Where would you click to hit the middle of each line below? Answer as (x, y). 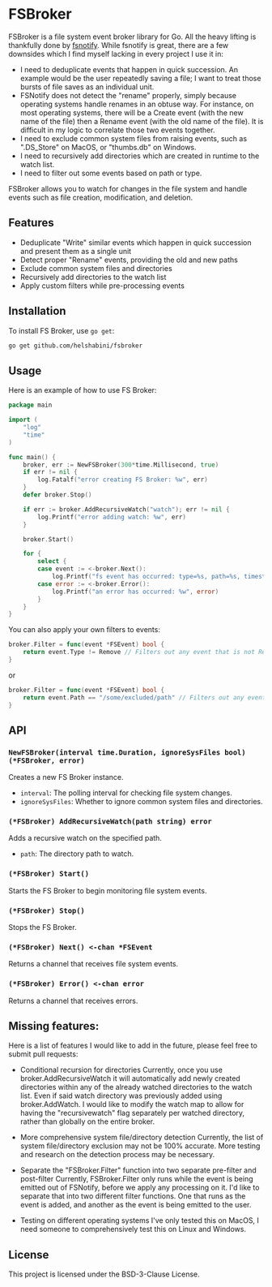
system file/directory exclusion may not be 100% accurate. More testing (140, 1146)
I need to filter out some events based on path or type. (111, 173)
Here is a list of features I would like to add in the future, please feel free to (133, 1046)
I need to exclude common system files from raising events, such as (134, 138)
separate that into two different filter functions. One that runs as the (133, 1196)
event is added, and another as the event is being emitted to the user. (136, 1205)
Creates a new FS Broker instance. (66, 777)
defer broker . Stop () (57, 495)
